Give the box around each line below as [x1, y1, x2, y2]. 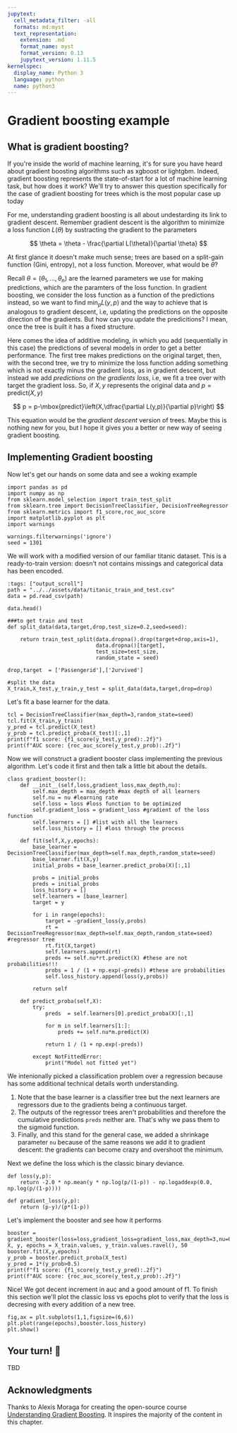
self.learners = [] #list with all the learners [32, 819, 178, 826]
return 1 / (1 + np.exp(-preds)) [44, 1041, 143, 1048]
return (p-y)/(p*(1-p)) [20, 1203, 90, 1210]
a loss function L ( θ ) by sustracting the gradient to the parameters [7, 226, 197, 234]
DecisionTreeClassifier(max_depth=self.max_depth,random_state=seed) [7, 849, 217, 857]
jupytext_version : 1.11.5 [20, 56, 97, 63]
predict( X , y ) [7, 389, 44, 397]
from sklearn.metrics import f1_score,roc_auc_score [7, 508, 166, 516]
